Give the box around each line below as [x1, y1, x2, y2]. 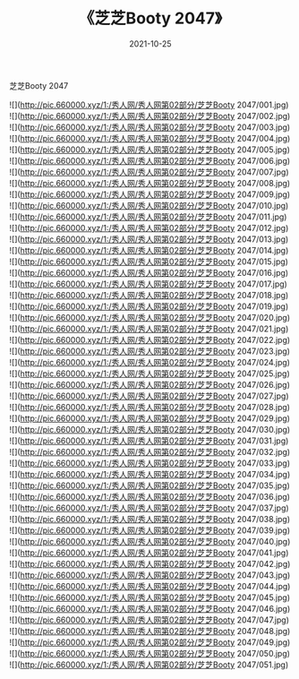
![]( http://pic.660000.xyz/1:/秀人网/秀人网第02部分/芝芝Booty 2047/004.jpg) [9, 133, 291, 143]
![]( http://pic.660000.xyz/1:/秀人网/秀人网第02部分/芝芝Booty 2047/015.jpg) [9, 256, 289, 267]
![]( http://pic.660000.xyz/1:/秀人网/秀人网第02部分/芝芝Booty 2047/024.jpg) [9, 357, 291, 367]
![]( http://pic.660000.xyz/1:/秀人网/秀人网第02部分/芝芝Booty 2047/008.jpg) [9, 177, 291, 188]
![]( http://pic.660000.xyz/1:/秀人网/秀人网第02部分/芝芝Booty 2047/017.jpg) [9, 279, 288, 289]
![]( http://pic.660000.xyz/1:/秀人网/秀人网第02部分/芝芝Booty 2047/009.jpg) [9, 189, 291, 200]
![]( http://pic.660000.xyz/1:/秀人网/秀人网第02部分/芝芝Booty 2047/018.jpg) [9, 289, 289, 300]
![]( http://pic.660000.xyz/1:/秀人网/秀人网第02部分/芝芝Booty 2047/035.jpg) [9, 480, 291, 491]
